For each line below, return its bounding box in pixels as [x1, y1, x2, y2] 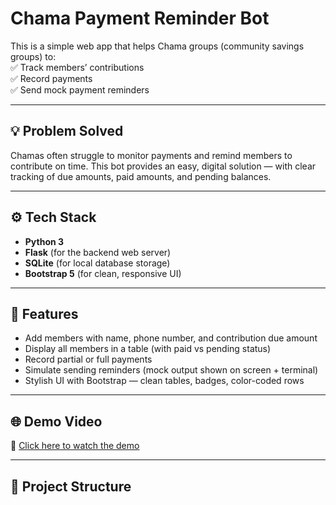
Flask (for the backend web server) [24, 246, 172, 258]
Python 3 [24, 235, 65, 247]
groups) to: [10, 50, 57, 62]
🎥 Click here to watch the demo [10, 440, 140, 452]
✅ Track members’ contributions [10, 61, 145, 73]
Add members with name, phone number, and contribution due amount [24, 332, 318, 344]
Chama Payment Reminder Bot [10, 7, 270, 30]
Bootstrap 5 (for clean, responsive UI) [24, 267, 182, 279]
